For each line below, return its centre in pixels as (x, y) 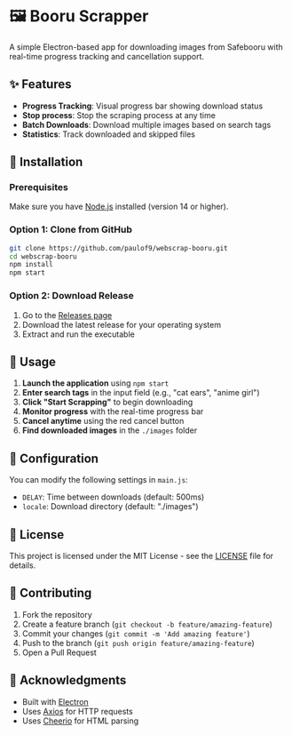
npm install (31, 265)
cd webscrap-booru (43, 256)
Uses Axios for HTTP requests (77, 711)
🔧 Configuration (54, 458)
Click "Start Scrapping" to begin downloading (107, 402)
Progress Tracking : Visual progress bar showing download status (142, 106)
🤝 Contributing (51, 593)
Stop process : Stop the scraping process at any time (118, 115)
